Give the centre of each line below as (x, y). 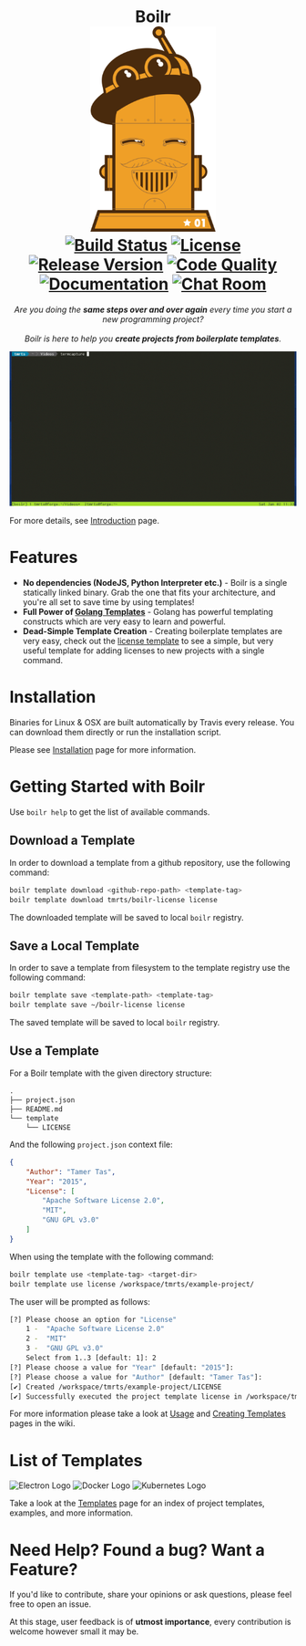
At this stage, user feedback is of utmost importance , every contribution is (150, 1622)
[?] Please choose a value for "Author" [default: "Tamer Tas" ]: (136, 1377)
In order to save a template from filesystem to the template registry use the (150, 968)
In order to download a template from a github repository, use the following (150, 862)
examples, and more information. (71, 1513)
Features (44, 557)
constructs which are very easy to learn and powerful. (124, 621)
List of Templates (76, 1460)
